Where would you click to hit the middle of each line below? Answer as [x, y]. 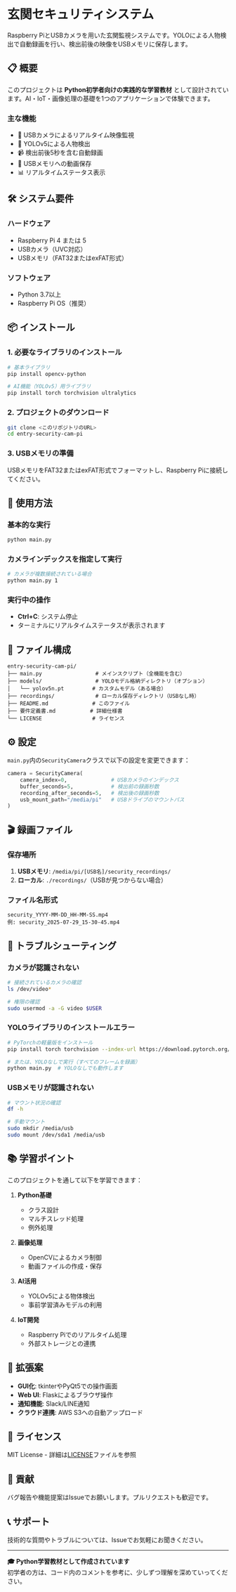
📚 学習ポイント [41, 1159]
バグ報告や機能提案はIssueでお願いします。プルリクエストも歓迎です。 [110, 1497]
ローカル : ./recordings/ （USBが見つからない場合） [92, 880]
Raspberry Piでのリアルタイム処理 [77, 1334]
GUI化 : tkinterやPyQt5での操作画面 [67, 1386]
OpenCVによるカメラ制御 [65, 1257]
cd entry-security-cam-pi [45, 434]
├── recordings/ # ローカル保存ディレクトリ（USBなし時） [104, 697]
